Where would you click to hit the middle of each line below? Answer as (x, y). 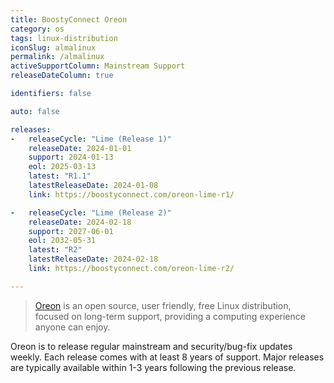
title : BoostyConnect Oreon (69, 19)
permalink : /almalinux (57, 57)
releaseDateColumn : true (62, 76)
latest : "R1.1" (60, 176)
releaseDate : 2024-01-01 (80, 148)
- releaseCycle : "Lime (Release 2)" (91, 212)
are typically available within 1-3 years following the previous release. (153, 367)
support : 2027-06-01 (71, 231)
